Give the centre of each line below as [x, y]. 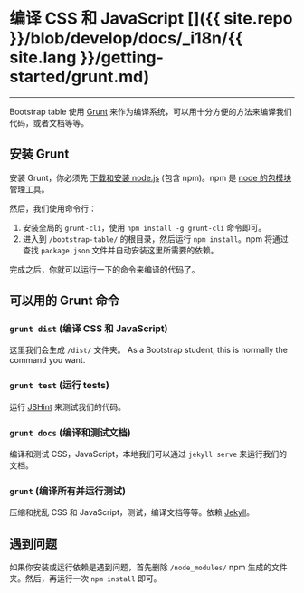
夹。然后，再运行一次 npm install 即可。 [85, 579]
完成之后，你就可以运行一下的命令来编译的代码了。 [104, 269]
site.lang [43, 57]
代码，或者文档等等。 [49, 122]
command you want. [47, 360]
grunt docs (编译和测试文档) [70, 433]
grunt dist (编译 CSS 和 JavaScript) [89, 329]
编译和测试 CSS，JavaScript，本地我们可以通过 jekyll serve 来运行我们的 [148, 454]
